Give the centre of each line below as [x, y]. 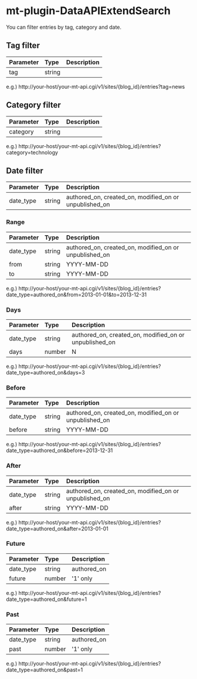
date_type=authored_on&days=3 [45, 372]
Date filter [25, 171]
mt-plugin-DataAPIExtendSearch [89, 11]
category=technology [32, 152]
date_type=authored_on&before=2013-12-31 [60, 450]
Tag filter [23, 46]
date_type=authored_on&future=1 [46, 599]
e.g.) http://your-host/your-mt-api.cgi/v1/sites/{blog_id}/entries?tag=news [96, 86]
